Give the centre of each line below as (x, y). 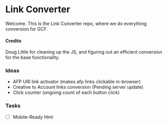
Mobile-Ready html (33, 117)
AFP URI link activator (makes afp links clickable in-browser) (77, 82)
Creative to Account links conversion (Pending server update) (78, 87)
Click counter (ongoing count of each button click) (66, 92)
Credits (13, 41)
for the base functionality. (33, 58)
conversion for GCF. (26, 29)
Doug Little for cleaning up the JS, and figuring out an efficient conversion (84, 52)
